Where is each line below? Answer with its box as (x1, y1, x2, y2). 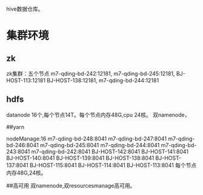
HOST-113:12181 (6, 77, 45, 84)
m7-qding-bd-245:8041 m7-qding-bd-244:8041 (40, 141, 160, 148)
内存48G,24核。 (6, 169, 47, 176)
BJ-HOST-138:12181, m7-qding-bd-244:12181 (46, 77, 159, 84)
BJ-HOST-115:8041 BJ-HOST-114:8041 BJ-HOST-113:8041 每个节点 (29, 161, 197, 168)
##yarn (6, 123, 25, 130)
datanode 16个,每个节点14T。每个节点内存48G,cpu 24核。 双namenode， (6, 111, 190, 118)
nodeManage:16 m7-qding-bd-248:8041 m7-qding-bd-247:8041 (6, 135, 167, 142)
